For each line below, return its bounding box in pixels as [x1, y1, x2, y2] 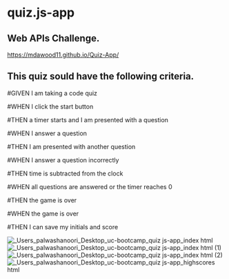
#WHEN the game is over [7, 209, 79, 218]
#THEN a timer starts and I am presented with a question [7, 115, 169, 124]
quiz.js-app [7, 5, 74, 21]
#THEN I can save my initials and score [7, 222, 119, 231]
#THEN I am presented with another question [7, 142, 136, 151]
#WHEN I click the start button [7, 102, 94, 110]
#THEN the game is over [7, 195, 77, 204]
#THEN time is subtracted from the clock [7, 169, 123, 177]
